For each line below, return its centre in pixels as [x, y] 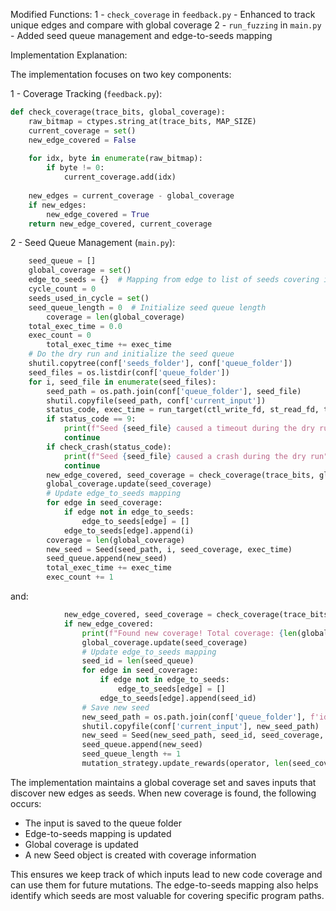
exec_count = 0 [60, 335]
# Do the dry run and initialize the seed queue [131, 354]
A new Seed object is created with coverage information [140, 855]
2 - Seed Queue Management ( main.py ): [93, 243]
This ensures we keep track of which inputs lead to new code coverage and [166, 874]
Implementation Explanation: [69, 55]
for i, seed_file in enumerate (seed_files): [122, 382]
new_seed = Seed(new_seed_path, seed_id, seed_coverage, [203, 735]
